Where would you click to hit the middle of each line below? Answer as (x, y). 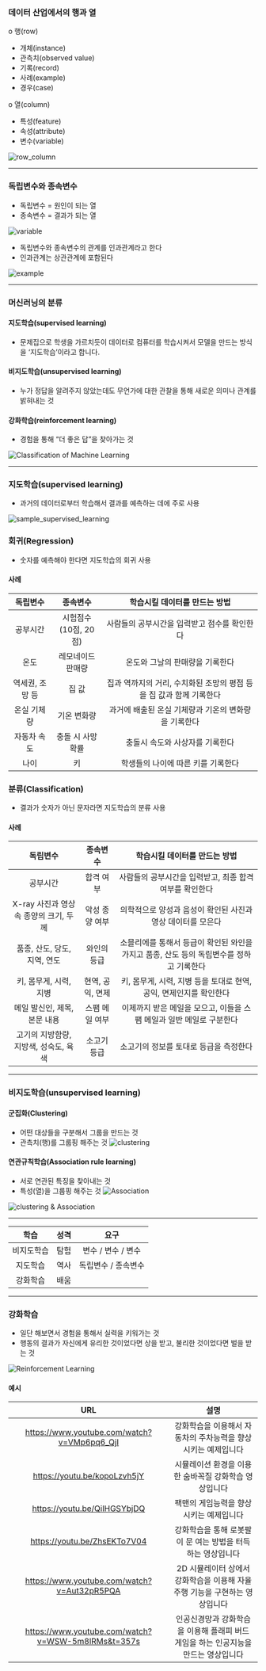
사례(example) (42, 78)
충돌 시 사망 (77, 736)
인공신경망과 (198, 1619)
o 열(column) (29, 105)
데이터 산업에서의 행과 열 (52, 12)
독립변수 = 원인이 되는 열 (58, 205)
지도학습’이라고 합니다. (65, 352)
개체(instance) (42, 48)
